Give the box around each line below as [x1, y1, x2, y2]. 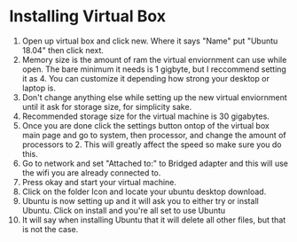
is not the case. [21, 223, 79, 234]
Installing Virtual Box [9, 6, 167, 27]
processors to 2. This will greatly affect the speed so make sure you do [21, 139, 282, 150]
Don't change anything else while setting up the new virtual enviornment [21, 91, 288, 103]
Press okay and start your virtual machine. [21, 176, 177, 187]
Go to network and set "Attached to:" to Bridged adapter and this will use [21, 158, 289, 168]
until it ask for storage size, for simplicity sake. [21, 101, 192, 112]
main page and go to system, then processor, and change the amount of [21, 129, 286, 140]
